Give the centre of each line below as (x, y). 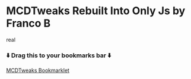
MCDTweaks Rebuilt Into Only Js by (96, 11)
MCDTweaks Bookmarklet (38, 70)
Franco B (28, 23)
